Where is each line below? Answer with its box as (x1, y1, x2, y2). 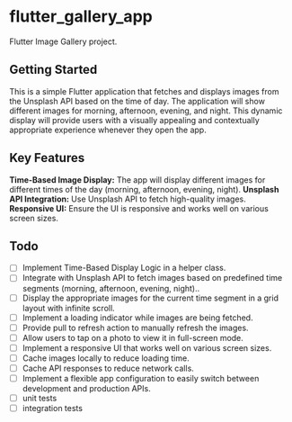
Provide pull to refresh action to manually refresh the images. (22, 322, 249, 333)
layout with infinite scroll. (22, 302, 115, 313)
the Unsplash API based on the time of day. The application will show (9, 95, 265, 106)
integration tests (22, 403, 84, 414)
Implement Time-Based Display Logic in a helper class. (22, 263, 226, 274)
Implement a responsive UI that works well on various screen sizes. (22, 342, 272, 353)
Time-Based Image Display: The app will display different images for (9, 174, 266, 185)
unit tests (22, 393, 58, 403)
